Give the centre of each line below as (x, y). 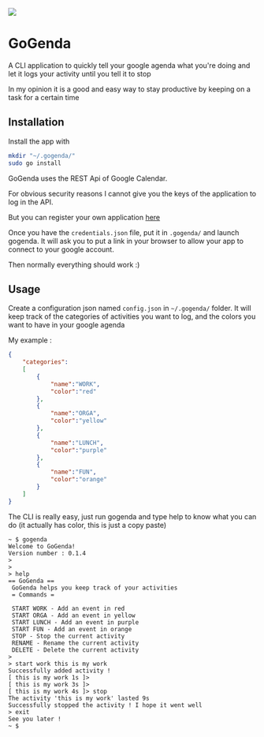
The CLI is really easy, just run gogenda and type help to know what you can (132, 516)
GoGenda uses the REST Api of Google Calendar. (88, 178)
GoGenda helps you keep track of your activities (95, 588)
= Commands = (33, 595)
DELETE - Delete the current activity (75, 650)
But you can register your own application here (84, 217)
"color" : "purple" (79, 450)
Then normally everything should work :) (74, 264)
